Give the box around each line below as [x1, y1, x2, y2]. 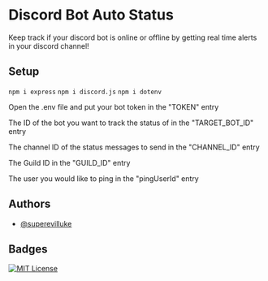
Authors [8, 197, 51, 211]
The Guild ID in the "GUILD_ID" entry [8, 158, 131, 167]
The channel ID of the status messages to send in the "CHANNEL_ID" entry [8, 142, 260, 152]
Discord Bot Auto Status [8, 6, 175, 24]
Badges [8, 242, 48, 256]
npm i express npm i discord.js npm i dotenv [8, 88, 162, 96]
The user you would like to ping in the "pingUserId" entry [8, 173, 199, 184]
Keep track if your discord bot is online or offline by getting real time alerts [8, 32, 257, 42]
